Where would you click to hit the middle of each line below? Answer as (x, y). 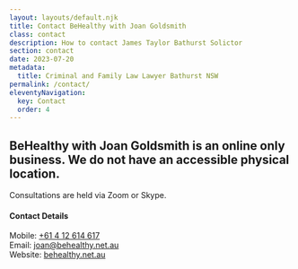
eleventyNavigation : (48, 92)
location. (35, 174)
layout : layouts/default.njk (64, 17)
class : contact (38, 34)
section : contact (42, 51)
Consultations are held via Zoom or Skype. (88, 195)
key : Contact (42, 101)
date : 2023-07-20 (42, 59)
